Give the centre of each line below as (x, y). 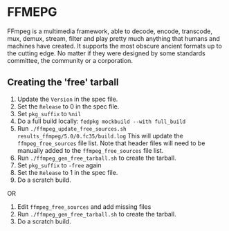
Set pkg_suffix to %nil (49, 113)
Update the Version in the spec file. (67, 99)
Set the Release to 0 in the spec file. (68, 106)
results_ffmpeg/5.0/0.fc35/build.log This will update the (100, 136)
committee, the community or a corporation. (70, 60)
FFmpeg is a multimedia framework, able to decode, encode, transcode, (110, 31)
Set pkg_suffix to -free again (59, 165)
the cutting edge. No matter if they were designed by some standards (106, 53)
